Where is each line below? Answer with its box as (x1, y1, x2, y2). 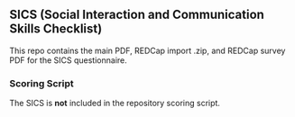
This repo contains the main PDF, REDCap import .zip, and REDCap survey (9, 45, 286, 56)
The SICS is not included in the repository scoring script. (9, 98, 221, 109)
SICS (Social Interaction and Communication (9, 7, 264, 22)
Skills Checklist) (9, 22, 103, 37)
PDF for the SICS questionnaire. (9, 54, 128, 66)
